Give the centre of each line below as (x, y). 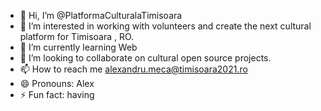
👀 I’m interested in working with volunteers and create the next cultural (165, 26)
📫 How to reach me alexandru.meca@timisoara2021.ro (133, 69)
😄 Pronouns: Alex (57, 83)
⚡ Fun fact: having (57, 94)
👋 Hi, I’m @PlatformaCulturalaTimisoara (101, 15)
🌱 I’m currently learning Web (78, 47)
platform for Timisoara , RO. (77, 36)
